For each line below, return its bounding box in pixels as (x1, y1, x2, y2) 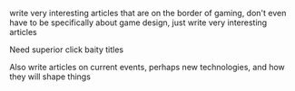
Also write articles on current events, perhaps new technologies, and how (9, 62, 286, 72)
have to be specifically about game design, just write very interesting (9, 17, 268, 28)
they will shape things (9, 71, 91, 82)
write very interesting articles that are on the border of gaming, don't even (9, 8, 287, 18)
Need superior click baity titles (9, 44, 124, 55)
